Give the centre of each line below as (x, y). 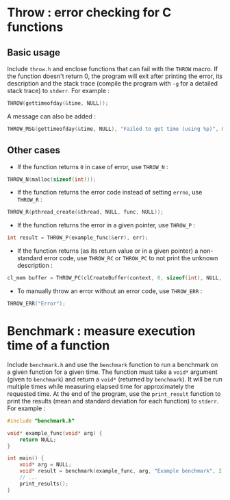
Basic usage (34, 52)
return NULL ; (38, 440)
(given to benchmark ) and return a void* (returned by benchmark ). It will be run (115, 379)
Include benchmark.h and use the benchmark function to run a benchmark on (113, 364)
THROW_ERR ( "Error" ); (37, 304)
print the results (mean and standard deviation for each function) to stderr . (113, 401)
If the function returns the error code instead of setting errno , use (110, 192)
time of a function (59, 346)
